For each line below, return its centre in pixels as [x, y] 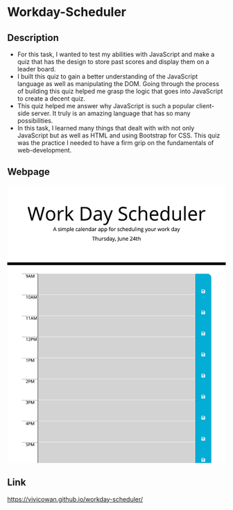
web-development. [44, 150]
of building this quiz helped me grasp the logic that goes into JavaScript [120, 91]
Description [33, 38]
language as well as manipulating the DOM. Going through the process [118, 84]
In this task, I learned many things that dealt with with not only [106, 128]
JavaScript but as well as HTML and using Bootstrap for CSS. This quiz [119, 135]
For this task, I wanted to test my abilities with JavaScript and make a [116, 54]
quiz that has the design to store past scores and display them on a [113, 62]
